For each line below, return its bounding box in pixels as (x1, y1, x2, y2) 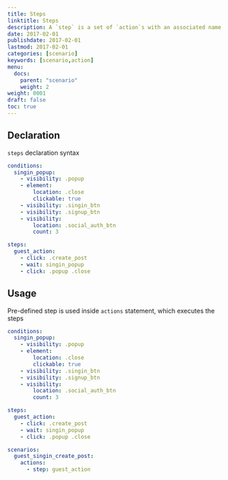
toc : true (7, 103, 37, 110)
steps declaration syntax (7, 148, 80, 157)
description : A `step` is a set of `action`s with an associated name (7, 24, 222, 31)
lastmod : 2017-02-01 (7, 43, 69, 51)
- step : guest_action (26, 466, 91, 474)
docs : (14, 70, 31, 77)
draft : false (7, 97, 46, 104)
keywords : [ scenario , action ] (7, 57, 94, 64)
